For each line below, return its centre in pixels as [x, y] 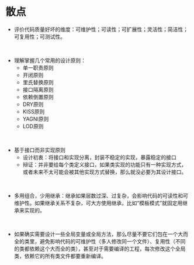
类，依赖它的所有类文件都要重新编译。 [60, 256]
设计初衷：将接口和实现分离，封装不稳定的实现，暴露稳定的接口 [99, 157]
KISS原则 [34, 111]
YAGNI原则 [36, 119]
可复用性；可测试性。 [39, 36]
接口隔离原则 [38, 90]
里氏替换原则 [38, 82]
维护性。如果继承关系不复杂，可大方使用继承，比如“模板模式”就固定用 [98, 203]
